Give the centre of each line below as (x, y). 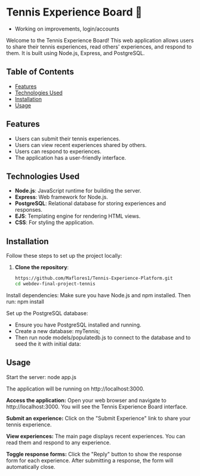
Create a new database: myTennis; (57, 331)
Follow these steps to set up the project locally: (64, 256)
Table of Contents (40, 72)
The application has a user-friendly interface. (70, 157)
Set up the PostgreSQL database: (47, 313)
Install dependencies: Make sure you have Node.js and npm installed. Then (99, 295)
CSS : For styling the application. (54, 222)
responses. (29, 210)
